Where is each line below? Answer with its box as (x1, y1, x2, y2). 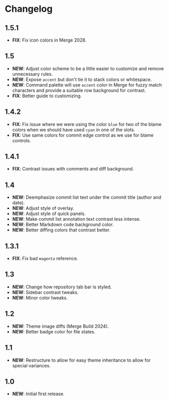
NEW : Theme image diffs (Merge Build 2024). (12, 323, 109, 329)
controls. (12, 137, 31, 143)
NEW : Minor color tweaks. (12, 294, 68, 301)
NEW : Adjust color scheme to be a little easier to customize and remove (12, 65, 164, 72)
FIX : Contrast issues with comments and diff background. (12, 166, 134, 172)
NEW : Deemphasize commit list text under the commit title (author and (12, 194, 162, 200)
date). (12, 200, 25, 206)
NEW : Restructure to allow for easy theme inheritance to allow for (12, 357, 151, 363)
